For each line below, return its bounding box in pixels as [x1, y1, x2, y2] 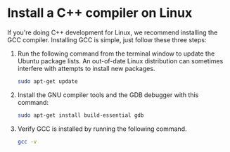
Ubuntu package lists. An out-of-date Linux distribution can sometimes [17, 56, 224, 65]
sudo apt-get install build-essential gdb [17, 111, 144, 119]
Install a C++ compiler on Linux [7, 5, 193, 21]
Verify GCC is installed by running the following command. [17, 125, 187, 133]
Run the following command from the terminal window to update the [17, 49, 215, 58]
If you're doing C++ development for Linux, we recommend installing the [7, 28, 218, 37]
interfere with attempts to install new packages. [17, 64, 155, 72]
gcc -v [17, 138, 37, 145]
